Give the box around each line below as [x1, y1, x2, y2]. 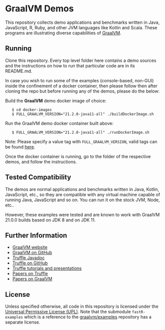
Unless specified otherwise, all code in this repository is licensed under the [5, 303, 159, 310]
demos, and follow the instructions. [5, 159, 77, 165]
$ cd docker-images [11, 107, 52, 112]
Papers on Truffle [12, 271, 48, 276]
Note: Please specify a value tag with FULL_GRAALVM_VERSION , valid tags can [5, 138, 158, 144]
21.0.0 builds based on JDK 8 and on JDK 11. [5, 217, 96, 223]
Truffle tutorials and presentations [12, 266, 82, 272]
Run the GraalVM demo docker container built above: [5, 120, 114, 126]
